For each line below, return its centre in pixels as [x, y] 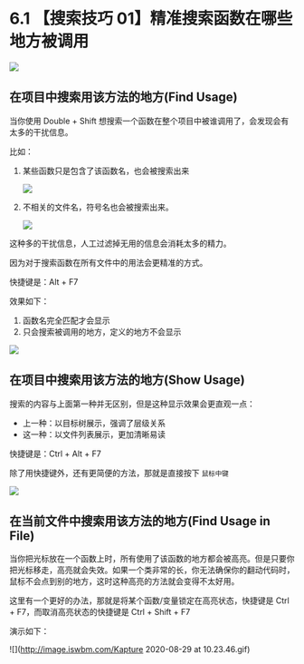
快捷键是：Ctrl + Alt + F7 [55, 454]
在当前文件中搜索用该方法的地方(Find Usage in [140, 521]
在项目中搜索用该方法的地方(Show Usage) [128, 381]
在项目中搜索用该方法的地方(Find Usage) [123, 98]
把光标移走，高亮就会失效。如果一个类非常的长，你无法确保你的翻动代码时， [152, 570]
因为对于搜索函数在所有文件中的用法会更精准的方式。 [109, 262]
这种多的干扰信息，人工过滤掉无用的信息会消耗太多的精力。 [120, 243]
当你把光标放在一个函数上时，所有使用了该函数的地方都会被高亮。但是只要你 [152, 559]
